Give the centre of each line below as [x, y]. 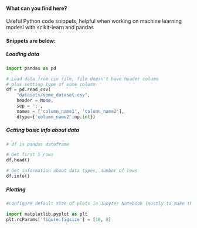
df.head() [18, 160]
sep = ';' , [30, 106]
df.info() [18, 176]
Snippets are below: [31, 40]
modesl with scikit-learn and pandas [50, 27]
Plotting [16, 189]
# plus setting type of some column [51, 84]
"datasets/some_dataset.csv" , [54, 95]
